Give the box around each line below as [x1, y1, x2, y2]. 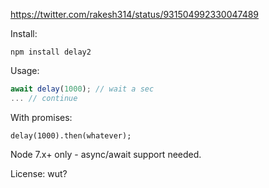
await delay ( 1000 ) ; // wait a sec [10, 84, 155, 94]
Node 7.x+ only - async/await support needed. [10, 148, 202, 160]
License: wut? [10, 167, 68, 179]
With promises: [10, 111, 73, 123]
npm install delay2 [10, 47, 92, 57]
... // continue [10, 93, 78, 103]
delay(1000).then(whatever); [10, 130, 132, 141]
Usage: [10, 65, 40, 76]
